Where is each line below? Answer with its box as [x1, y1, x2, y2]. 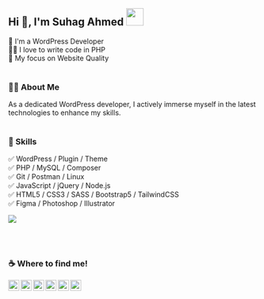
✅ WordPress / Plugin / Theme [8, 154, 109, 163]
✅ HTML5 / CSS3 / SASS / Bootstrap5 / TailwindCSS [8, 190, 180, 199]
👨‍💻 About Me [8, 81, 59, 92]
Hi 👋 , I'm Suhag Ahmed [8, 15, 124, 29]
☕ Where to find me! [8, 259, 89, 270]
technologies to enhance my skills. [8, 108, 121, 117]
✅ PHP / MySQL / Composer [8, 163, 101, 173]
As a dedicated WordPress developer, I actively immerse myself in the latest [8, 100, 256, 109]
